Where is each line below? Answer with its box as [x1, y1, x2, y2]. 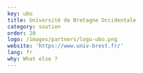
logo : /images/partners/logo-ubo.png [7, 36, 118, 43]
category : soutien [7, 23, 61, 30]
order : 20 [7, 29, 36, 37]
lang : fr [7, 49, 33, 56]
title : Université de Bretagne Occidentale [7, 17, 137, 24]
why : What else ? [7, 56, 58, 63]
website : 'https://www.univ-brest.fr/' [7, 42, 124, 49]
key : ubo [7, 10, 33, 17]
